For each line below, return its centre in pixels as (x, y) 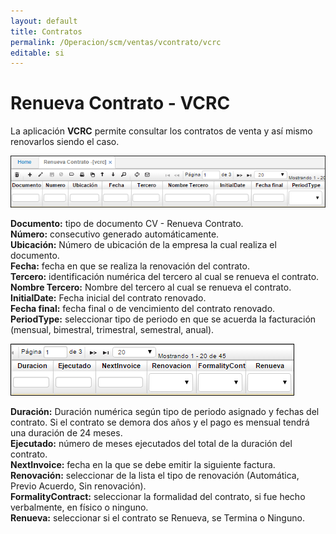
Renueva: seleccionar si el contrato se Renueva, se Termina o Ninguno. (157, 517)
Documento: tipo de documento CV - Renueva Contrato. (127, 223)
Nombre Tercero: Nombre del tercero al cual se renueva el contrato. (151, 287)
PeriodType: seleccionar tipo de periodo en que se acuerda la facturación (163, 319)
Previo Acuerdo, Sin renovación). (78, 486)
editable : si (37, 53)
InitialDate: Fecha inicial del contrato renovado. (108, 297)
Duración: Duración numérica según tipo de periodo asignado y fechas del (165, 411)
